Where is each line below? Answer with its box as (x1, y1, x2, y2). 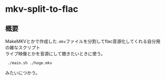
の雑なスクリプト (5, 44, 40, 50)
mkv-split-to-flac (5, 3, 78, 15)
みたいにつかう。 (5, 70, 40, 76)
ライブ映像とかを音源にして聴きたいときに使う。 (5, 51, 106, 56)
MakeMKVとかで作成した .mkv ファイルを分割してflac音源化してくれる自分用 (5, 39, 161, 44)
